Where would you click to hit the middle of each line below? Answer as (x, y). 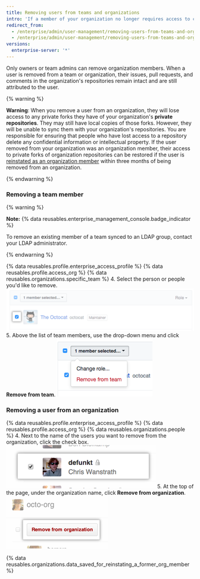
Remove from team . (31, 395)
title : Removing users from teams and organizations (73, 13)
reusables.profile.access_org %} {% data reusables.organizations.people (96, 429)
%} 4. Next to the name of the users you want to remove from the (86, 436)
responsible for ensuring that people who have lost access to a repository (97, 135)
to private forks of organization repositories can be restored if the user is (95, 155)
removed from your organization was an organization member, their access (98, 148)
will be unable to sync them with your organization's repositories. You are (96, 129)
